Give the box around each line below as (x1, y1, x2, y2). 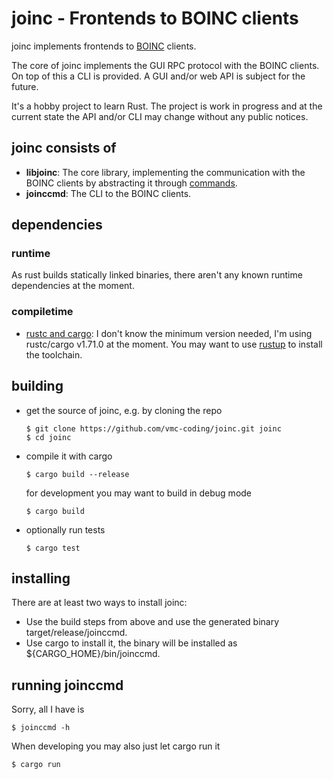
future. (11, 80, 39, 92)
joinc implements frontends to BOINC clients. (11, 40, 197, 52)
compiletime (11, 305, 74, 319)
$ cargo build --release (25, 469, 130, 479)
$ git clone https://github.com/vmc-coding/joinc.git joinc (25, 423, 282, 434)
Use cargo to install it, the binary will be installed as (25, 637, 238, 649)
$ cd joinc (25, 432, 72, 442)
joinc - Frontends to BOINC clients (11, 7, 299, 30)
